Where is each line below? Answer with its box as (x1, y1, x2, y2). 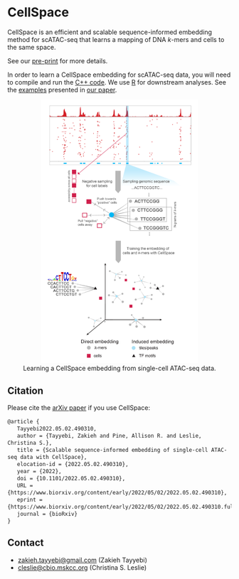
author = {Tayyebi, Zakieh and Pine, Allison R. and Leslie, (16, 432, 202, 439)
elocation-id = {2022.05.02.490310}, (16, 460, 129, 467)
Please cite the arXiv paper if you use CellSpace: (7, 403, 151, 412)
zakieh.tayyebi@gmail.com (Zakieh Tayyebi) (17, 556, 148, 564)
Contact (7, 537, 44, 549)
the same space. (7, 43, 56, 51)
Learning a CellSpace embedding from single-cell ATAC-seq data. (23, 364, 216, 373)
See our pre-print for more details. (7, 56, 108, 65)
